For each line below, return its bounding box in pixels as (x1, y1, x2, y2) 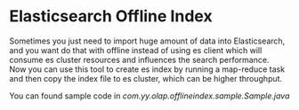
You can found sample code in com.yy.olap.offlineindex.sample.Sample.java (9, 90, 290, 101)
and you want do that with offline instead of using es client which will (9, 44, 263, 55)
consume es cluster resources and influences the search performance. (9, 54, 270, 65)
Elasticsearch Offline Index (9, 6, 213, 27)
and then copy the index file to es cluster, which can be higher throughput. (9, 73, 283, 83)
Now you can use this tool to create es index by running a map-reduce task (9, 64, 286, 75)
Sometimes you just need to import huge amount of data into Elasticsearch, (9, 35, 286, 46)
